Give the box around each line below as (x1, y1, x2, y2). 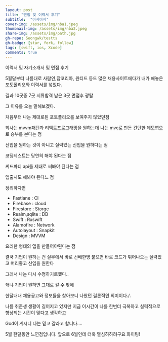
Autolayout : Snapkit (12, 227, 55, 233)
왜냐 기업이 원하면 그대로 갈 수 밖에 (5, 282, 74, 288)
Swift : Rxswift (12, 216, 43, 222)
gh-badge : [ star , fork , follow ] (5, 41, 73, 46)
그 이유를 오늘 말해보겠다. (5, 103, 56, 109)
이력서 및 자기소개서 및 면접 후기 (5, 64, 69, 70)
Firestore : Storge (12, 206, 49, 212)
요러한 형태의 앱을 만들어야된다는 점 (5, 243, 76, 249)
